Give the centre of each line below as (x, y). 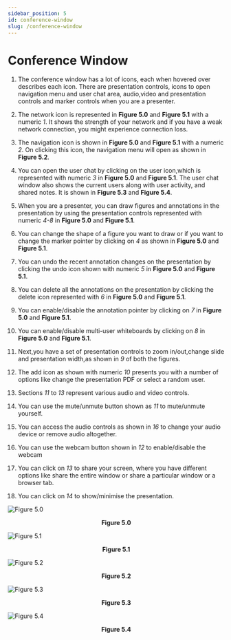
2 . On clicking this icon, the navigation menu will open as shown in (112, 150)
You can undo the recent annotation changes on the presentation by (114, 262)
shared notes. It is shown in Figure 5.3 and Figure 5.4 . (95, 193)
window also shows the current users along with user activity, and (111, 185)
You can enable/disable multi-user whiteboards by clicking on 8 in (111, 331)
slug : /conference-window (45, 26)
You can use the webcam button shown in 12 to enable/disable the (112, 447)
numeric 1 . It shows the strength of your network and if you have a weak (120, 122)
